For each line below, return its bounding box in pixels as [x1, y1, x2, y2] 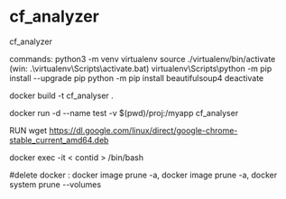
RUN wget [9, 124, 48, 136]
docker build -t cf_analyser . [9, 90, 115, 101]
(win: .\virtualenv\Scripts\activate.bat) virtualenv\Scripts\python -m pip [9, 63, 272, 74]
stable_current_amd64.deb [9, 134, 109, 145]
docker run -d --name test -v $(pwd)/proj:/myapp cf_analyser [9, 107, 239, 118]
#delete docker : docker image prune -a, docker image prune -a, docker [9, 169, 278, 180]
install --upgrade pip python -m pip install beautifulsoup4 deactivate [9, 72, 264, 83]
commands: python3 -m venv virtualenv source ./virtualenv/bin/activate [9, 53, 276, 64]
